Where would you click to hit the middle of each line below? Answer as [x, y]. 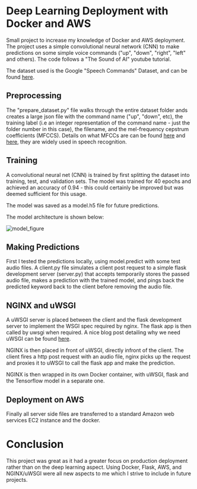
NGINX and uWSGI [41, 305]
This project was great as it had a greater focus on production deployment [97, 460]
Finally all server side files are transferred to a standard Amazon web [90, 414]
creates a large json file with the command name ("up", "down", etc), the [95, 116]
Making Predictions [43, 247]
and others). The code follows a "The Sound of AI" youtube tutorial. [89, 59]
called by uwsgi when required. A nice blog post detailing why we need [93, 332]
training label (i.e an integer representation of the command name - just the [98, 123]
